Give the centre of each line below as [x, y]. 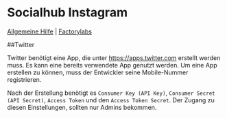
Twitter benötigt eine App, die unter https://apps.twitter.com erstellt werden [114, 58]
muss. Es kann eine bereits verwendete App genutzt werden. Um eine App [112, 65]
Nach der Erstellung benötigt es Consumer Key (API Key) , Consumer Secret [111, 93]
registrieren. [24, 79]
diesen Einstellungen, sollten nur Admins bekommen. [82, 107]
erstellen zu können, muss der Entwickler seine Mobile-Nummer [98, 72]
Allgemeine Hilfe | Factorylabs [50, 31]
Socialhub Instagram [68, 13]
